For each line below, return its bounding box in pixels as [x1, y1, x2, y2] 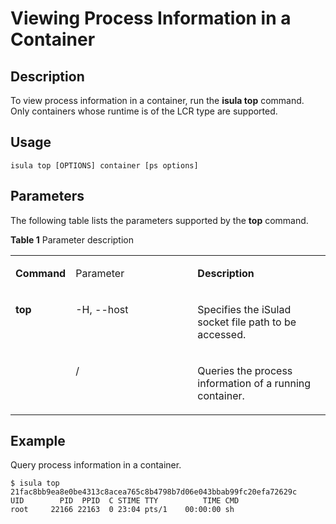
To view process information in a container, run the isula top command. [10, 95, 305, 106]
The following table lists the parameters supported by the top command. [10, 214, 309, 226]
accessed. [197, 327, 247, 341]
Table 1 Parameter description [10, 233, 135, 246]
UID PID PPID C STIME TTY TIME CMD [10, 496, 240, 506]
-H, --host [75, 302, 129, 316]
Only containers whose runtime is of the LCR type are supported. [10, 105, 278, 117]
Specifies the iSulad [197, 302, 292, 316]
